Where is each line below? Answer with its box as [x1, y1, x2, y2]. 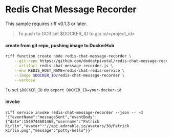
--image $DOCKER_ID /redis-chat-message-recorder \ [14, 73, 125, 78]
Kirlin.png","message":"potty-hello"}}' [5, 128, 93, 133]
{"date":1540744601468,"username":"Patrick [5, 119, 100, 124]
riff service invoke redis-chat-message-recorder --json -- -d [5, 110, 143, 115]
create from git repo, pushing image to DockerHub [5, 42, 115, 48]
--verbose [14, 77, 36, 83]
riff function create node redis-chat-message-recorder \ [5, 54, 132, 59]
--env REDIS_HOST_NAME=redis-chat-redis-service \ [14, 68, 125, 73]
